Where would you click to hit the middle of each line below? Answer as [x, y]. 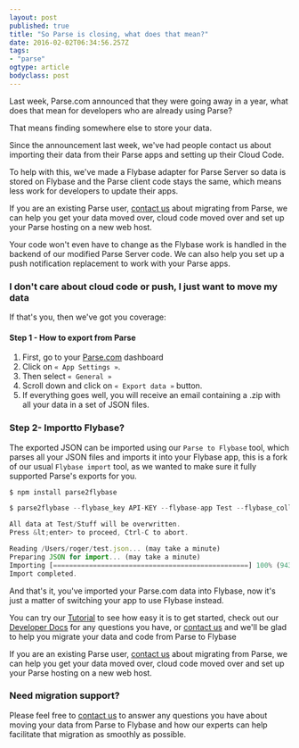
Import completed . [43, 573]
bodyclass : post [39, 76]
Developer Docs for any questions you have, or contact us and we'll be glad [148, 627]
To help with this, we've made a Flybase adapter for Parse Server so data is [148, 171]
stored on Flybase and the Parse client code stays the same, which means [145, 181]
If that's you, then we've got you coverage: [88, 317]
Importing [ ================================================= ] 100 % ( [145, 565]
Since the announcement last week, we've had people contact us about [140, 145]
